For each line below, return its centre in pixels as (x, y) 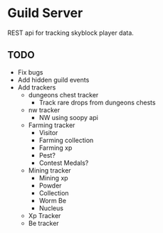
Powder (50, 185)
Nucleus (51, 208)
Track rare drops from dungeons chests (97, 102)
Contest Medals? (64, 163)
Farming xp (56, 148)
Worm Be (52, 200)
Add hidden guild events (53, 80)
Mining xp (54, 178)
